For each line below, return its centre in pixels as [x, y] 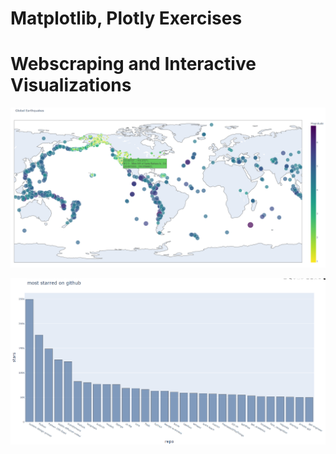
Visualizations [71, 85]
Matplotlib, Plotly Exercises [126, 18]
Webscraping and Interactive [133, 64]
